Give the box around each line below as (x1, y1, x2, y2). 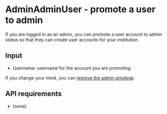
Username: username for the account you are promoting (12, 65, 131, 71)
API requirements (5, 90, 62, 98)
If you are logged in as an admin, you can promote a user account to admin (5, 31, 162, 37)
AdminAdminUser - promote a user (5, 4, 156, 15)
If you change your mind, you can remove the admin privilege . (5, 75, 136, 81)
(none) (12, 103, 27, 109)
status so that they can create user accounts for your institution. (5, 37, 140, 43)
